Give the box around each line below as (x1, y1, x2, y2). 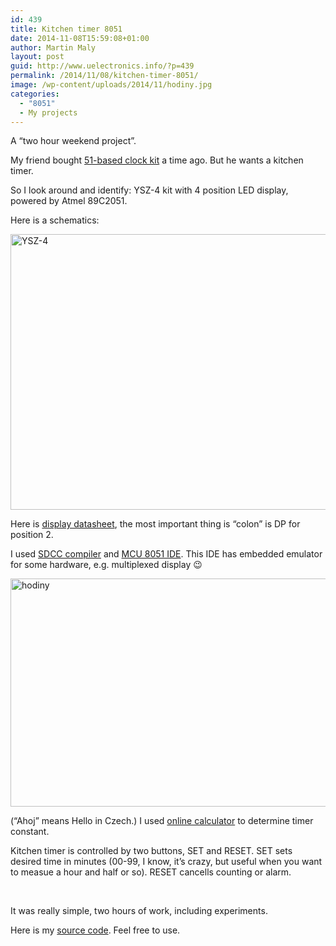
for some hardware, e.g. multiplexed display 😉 (10, 559, 203, 571)
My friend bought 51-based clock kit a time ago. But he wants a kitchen (10, 154, 304, 166)
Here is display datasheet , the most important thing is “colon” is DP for (10, 518, 301, 530)
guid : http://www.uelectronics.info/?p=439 (10, 61, 195, 71)
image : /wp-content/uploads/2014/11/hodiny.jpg (10, 80, 213, 90)
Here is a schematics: (10, 214, 100, 226)
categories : (10, 89, 60, 99)
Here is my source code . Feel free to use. (10, 924, 181, 936)
